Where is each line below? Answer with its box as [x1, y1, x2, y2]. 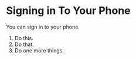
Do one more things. [14, 47, 64, 54]
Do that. [14, 41, 34, 48]
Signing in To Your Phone [6, 4, 131, 17]
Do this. [14, 34, 33, 41]
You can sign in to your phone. [6, 23, 80, 30]
